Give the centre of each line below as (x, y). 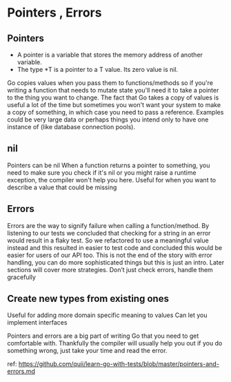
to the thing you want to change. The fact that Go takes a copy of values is (113, 97)
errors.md (21, 372)
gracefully (22, 277)
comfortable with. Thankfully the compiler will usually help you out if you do (115, 343)
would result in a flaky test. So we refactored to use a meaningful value (108, 240)
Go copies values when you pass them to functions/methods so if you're (110, 83)
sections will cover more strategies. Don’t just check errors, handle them (110, 269)
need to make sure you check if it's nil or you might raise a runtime (102, 172)
